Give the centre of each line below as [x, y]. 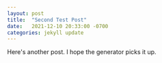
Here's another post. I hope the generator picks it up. [82, 52]
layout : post [26, 13]
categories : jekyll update [45, 33]
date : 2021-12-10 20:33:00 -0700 [58, 26]
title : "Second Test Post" [47, 20]
